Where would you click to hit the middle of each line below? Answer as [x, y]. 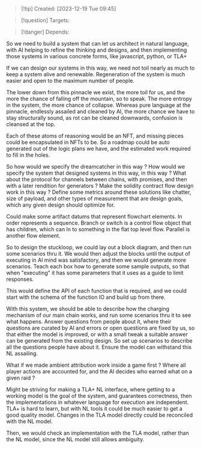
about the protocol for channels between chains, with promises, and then [97, 179]
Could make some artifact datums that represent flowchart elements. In [94, 216]
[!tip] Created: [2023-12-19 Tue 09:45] [68, 9]
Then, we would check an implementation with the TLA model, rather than [97, 433]
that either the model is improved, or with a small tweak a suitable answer [97, 334]
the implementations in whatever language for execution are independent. [97, 402]
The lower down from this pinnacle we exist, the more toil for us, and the [96, 92]
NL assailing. [22, 353]
